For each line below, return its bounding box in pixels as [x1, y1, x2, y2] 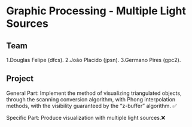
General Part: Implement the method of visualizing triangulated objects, [6, 89, 182, 97]
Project [6, 73, 34, 84]
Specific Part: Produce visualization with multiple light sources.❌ [6, 114, 166, 121]
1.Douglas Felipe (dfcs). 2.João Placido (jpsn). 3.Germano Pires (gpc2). [6, 57, 181, 63]
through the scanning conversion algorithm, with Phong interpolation [6, 95, 176, 103]
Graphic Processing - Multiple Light [6, 4, 187, 18]
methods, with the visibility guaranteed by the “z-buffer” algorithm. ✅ [6, 102, 178, 109]
